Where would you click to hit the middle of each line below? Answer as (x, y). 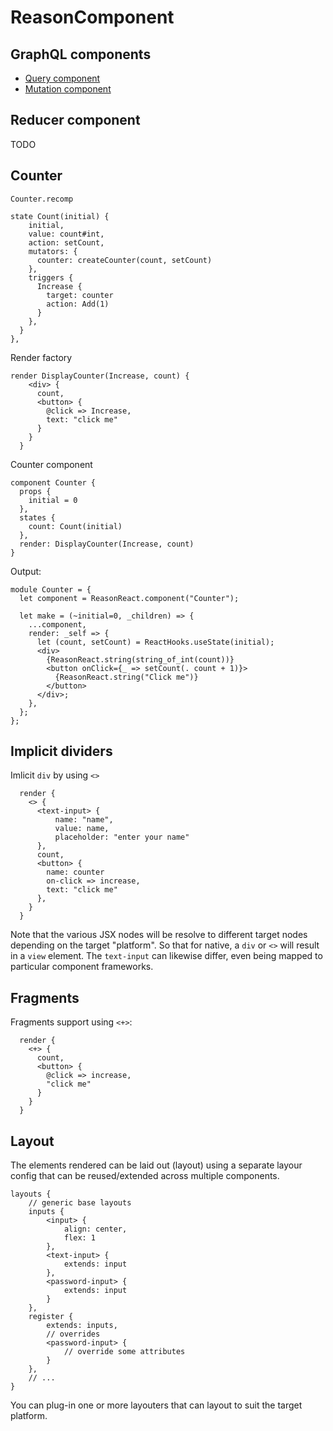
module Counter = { (51, 589)
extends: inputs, (82, 1326)
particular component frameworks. (82, 967)
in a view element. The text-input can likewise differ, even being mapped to (166, 956)
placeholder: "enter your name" (122, 837)
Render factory (41, 357)
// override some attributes (124, 1352)
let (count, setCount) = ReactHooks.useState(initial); (155, 642)
